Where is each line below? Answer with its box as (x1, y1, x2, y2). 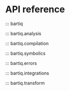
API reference (5, 4, 65, 15)
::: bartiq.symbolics (5, 50, 46, 56)
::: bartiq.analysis (5, 30, 42, 36)
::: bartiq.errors (5, 60, 37, 66)
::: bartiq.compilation (5, 40, 49, 47)
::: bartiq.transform (5, 80, 45, 86)
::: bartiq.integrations (5, 70, 50, 76)
